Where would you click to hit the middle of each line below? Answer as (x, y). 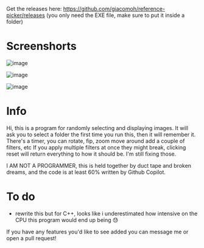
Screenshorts (42, 46)
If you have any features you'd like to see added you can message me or (97, 232)
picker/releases (26, 15)
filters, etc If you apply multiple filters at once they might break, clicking (96, 147)
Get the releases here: (34, 9)
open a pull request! (31, 238)
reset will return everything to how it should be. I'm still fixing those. (91, 154)
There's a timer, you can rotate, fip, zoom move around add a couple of (96, 141)
